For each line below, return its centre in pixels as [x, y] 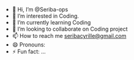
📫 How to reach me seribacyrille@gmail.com [69, 36]
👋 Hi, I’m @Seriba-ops [40, 9]
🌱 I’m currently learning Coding [51, 22]
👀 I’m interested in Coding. [46, 16]
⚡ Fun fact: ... [29, 51]
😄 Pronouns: [29, 45]
